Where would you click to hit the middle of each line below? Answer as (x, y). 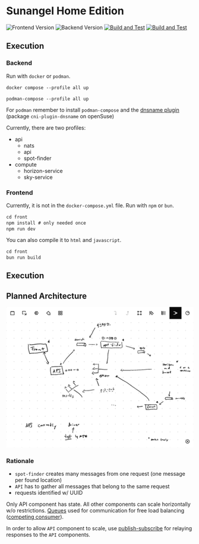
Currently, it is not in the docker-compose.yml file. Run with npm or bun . (90, 205)
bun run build (24, 257)
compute (26, 164)
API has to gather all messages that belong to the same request (92, 486)
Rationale (20, 461)
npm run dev (21, 229)
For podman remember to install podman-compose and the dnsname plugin (93, 110)
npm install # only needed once (46, 223)
